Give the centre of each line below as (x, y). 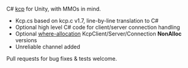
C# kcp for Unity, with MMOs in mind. (54, 9)
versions (26, 40)
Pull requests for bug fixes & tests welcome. (62, 59)
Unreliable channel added (48, 47)
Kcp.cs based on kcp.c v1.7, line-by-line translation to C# (87, 21)
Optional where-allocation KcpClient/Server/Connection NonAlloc (98, 34)
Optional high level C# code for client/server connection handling (98, 27)
